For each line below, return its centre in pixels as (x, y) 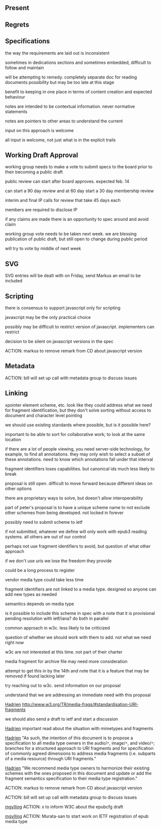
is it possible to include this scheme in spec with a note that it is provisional (80, 613)
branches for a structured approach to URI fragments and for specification (79, 748)
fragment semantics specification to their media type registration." (71, 778)
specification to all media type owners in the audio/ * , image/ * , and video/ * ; (80, 743)
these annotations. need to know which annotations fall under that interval (79, 459)
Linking (16, 393)
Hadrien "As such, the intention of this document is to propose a (69, 738)
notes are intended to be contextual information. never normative (70, 106)
